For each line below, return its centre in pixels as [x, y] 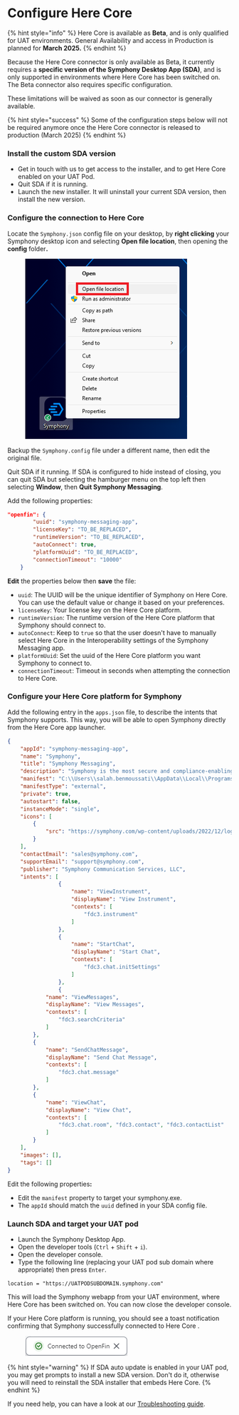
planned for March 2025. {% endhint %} [67, 48]
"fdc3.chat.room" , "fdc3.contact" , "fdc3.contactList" [141, 1125]
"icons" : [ [36, 816]
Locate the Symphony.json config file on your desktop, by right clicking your [118, 233]
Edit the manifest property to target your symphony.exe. [100, 1197]
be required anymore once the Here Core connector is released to [104, 127]
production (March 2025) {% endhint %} [67, 135]
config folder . [28, 248]
